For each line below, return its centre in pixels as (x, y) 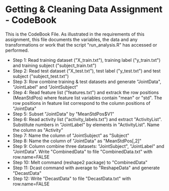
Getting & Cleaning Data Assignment (84, 9)
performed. (17, 50)
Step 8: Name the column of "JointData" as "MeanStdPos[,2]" (77, 141)
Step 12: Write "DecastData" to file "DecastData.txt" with (72, 178)
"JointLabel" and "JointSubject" (45, 87)
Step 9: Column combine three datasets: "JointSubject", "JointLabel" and (88, 146)
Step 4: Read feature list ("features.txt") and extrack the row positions (86, 92)
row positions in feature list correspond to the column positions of (81, 103)
